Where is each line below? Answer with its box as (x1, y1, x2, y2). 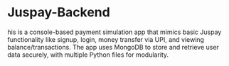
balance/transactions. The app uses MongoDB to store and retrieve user (7, 43, 219, 51)
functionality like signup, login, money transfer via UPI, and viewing (7, 35, 205, 43)
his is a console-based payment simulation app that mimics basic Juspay (7, 28, 222, 36)
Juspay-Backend (7, 4, 110, 21)
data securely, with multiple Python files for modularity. (7, 50, 169, 59)
